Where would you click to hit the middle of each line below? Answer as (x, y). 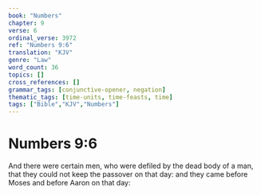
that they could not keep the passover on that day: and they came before (128, 174)
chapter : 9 (26, 23)
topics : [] (26, 75)
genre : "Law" (30, 60)
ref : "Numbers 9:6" (41, 45)
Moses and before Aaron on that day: (69, 183)
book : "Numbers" (35, 16)
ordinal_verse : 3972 (43, 38)
